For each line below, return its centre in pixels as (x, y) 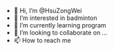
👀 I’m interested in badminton (55, 18)
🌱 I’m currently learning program (60, 25)
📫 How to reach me (42, 40)
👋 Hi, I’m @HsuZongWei (48, 11)
